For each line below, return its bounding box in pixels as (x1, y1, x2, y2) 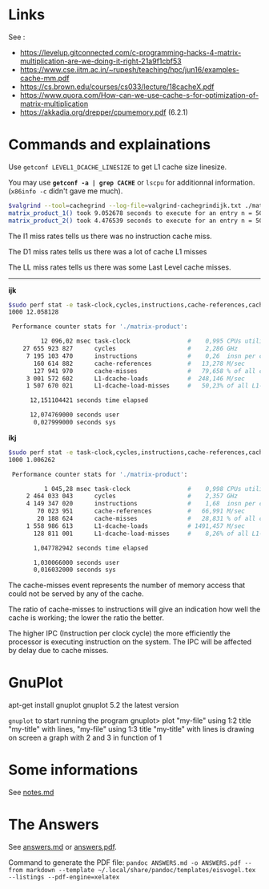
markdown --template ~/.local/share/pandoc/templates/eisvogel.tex (26, 867, 256, 875)
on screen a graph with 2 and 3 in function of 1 (8, 733, 163, 743)
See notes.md (8, 788, 54, 798)
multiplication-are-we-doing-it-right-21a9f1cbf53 (19, 56, 182, 66)
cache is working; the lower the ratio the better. (8, 613, 165, 623)
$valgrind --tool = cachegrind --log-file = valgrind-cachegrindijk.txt (8, 201, 242, 209)
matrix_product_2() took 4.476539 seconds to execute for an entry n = (8, 217, 252, 225)
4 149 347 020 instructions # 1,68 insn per (26, 500, 256, 508)
